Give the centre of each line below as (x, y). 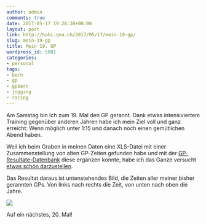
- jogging (19, 92)
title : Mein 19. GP (31, 47)
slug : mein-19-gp (29, 41)
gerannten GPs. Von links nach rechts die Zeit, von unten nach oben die (97, 184)
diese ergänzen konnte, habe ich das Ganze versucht (129, 160)
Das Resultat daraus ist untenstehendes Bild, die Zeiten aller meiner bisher (101, 178)
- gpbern (18, 87)
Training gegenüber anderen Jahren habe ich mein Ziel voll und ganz (94, 122)
